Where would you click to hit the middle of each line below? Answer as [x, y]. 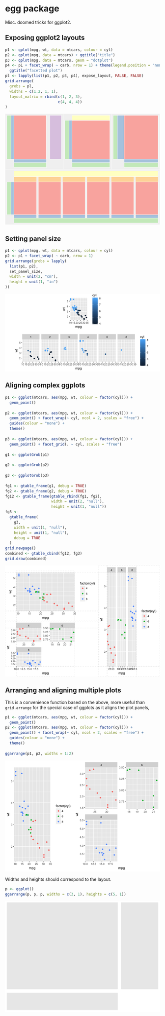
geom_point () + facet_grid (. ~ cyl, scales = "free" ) [66, 444]
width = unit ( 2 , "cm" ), [34, 277]
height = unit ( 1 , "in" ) [34, 282]
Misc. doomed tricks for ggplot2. [38, 22]
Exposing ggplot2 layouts [45, 38]
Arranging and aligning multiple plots [63, 691]
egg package [32, 9]
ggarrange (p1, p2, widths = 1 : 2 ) [39, 753]
